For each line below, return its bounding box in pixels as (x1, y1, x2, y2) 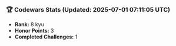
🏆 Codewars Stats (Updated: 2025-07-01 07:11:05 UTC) (6, 5, 171, 13)
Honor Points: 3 (14, 27, 54, 34)
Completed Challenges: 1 (14, 33, 78, 40)
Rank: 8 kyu (14, 21, 44, 28)
